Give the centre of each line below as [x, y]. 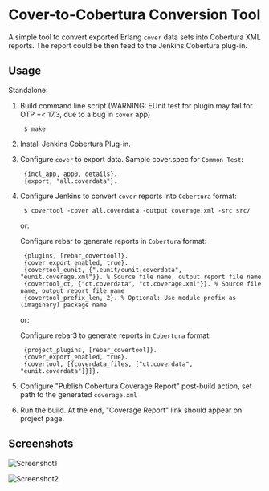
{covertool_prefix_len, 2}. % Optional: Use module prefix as [130, 298]
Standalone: [28, 90]
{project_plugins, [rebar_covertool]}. [90, 350]
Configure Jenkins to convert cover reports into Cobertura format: [128, 196]
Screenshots [41, 444]
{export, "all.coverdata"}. [71, 181]
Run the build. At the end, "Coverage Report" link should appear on [131, 410]
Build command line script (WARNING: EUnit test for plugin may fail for [136, 105]
